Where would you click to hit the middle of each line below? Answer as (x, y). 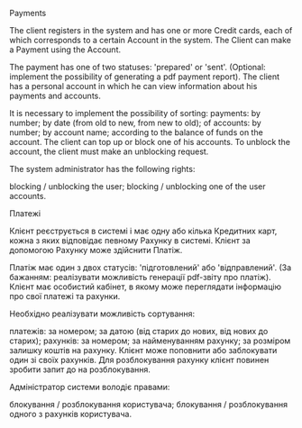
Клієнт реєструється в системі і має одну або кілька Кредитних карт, (143, 231)
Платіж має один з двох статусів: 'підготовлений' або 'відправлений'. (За (151, 268)
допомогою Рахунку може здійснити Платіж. (96, 250)
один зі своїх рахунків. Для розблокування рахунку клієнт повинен (139, 360)
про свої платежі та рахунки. (65, 296)
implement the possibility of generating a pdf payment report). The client (145, 77)
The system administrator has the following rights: (102, 169)
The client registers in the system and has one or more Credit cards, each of (151, 30)
